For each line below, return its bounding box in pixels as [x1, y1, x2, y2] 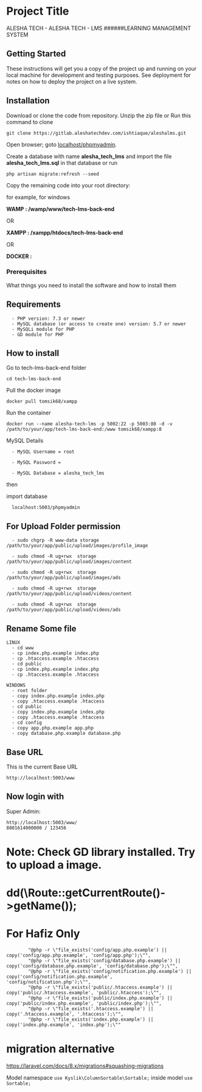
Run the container [6, 409, 51, 416]
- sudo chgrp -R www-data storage [12, 537, 99, 544]
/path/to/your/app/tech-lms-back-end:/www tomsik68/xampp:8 [6, 426, 162, 433]
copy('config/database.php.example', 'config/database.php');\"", [6, 963, 178, 969]
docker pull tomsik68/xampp [6, 399, 78, 405]
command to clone [6, 118, 54, 126]
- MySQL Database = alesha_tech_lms [12, 470, 105, 477]
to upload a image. [6, 858, 102, 872]
